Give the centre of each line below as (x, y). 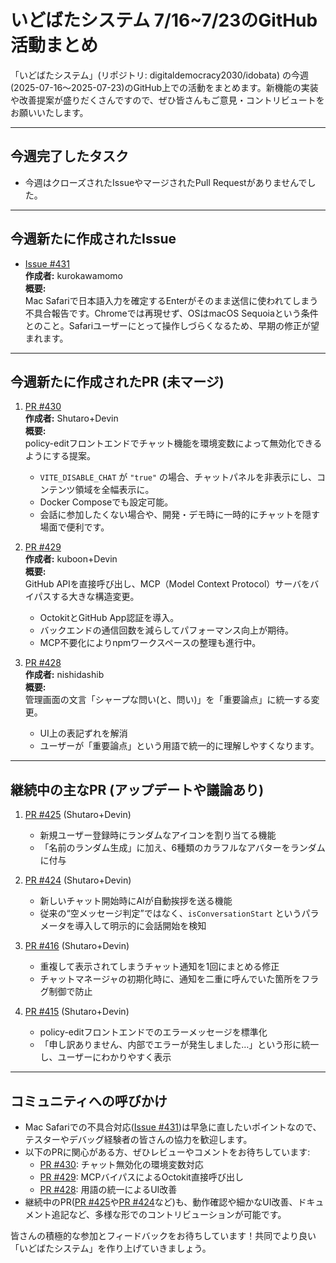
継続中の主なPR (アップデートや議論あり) (137, 789)
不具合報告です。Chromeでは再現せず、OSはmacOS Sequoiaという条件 (171, 313)
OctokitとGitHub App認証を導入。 (109, 618)
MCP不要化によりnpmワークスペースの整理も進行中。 (150, 643)
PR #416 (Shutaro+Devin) (77, 946)
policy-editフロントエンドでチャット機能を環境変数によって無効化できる (173, 443)
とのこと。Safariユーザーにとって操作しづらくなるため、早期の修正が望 (172, 325)
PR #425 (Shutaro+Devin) (78, 815)
